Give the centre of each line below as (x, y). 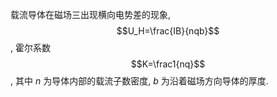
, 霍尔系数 (30, 47)
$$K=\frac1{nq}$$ (168, 64)
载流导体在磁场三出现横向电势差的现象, (91, 14)
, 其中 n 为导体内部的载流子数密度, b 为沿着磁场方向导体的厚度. (139, 81)
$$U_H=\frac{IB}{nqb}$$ (168, 31)
